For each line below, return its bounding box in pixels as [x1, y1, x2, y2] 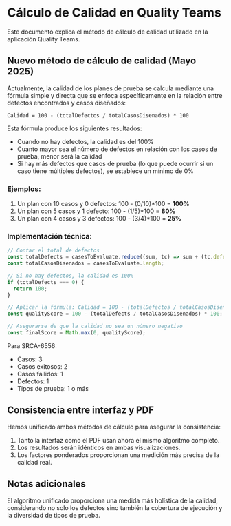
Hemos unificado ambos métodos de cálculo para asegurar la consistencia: [7, 423, 221, 431]
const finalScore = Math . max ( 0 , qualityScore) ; [7, 330, 146, 336]
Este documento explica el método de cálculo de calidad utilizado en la [7, 28, 208, 36]
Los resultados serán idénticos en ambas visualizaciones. [16, 443, 181, 452]
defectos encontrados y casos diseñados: [7, 99, 126, 107]
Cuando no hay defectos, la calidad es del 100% [16, 137, 155, 145]
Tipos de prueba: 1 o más [16, 384, 89, 392]
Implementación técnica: [7, 231, 93, 241]
